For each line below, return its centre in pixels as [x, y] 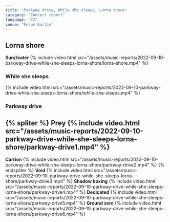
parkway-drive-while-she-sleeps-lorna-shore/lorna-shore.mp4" [73, 63]
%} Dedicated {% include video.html [118, 192]
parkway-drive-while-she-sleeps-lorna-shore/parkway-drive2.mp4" [77, 165]
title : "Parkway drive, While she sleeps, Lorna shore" [66, 10]
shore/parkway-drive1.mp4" [52, 147]
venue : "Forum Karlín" [29, 24]
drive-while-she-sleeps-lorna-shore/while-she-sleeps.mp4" [69, 93]
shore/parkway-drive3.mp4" [35, 181]
